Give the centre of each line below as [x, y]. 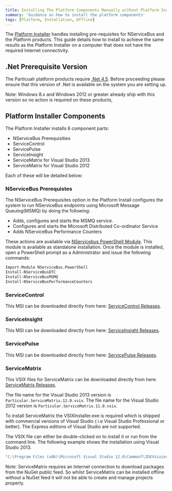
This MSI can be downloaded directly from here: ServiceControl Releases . [83, 306]
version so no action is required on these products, [59, 100]
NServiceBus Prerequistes [39, 189]
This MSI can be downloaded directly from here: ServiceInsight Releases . [83, 330]
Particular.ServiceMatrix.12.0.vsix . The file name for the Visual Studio [82, 400]
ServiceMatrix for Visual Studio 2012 [51, 165]
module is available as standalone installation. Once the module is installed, [85, 247]
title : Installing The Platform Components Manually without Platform [82, 10]
